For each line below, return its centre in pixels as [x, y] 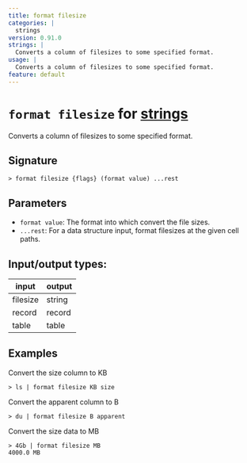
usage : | [23, 60]
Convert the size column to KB [58, 373]
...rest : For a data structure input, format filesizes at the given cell [129, 231]
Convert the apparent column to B [63, 402]
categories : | [32, 23]
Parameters [38, 203]
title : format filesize [47, 15]
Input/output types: [58, 264]
